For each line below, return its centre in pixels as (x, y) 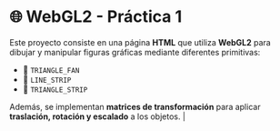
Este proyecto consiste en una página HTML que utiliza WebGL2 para (140, 42)
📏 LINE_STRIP (47, 79)
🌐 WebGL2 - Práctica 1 (96, 17)
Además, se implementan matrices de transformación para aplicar (135, 106)
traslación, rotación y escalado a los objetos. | (98, 116)
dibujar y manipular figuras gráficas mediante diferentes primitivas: (135, 52)
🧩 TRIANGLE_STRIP (55, 89)
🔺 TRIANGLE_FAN (51, 69)
